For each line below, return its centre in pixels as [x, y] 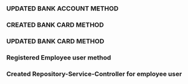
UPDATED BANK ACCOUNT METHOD [62, 9]
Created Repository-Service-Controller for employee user [94, 74]
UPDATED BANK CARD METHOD [55, 41]
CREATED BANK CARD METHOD [55, 24]
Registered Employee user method [59, 57]
